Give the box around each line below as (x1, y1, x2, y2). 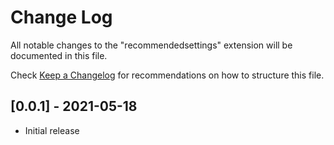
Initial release (24, 124, 80, 136)
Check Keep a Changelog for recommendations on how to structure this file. (10, 69, 325, 81)
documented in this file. (10, 49, 108, 61)
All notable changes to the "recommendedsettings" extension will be (10, 39, 293, 51)
